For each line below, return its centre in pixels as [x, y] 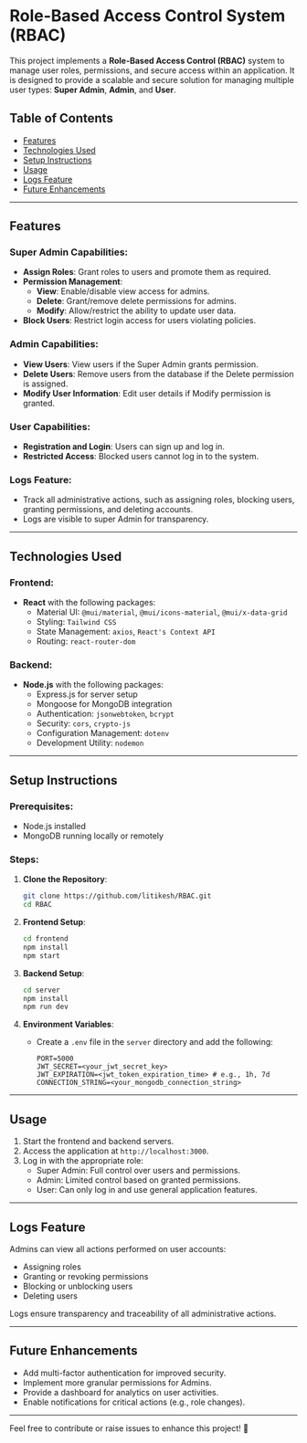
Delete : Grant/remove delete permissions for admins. [137, 301]
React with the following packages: [89, 603]
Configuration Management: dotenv [103, 733]
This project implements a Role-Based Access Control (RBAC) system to [147, 60]
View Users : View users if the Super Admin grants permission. [140, 364]
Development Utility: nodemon [90, 743]
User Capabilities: [50, 427]
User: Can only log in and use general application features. [147, 1190]
